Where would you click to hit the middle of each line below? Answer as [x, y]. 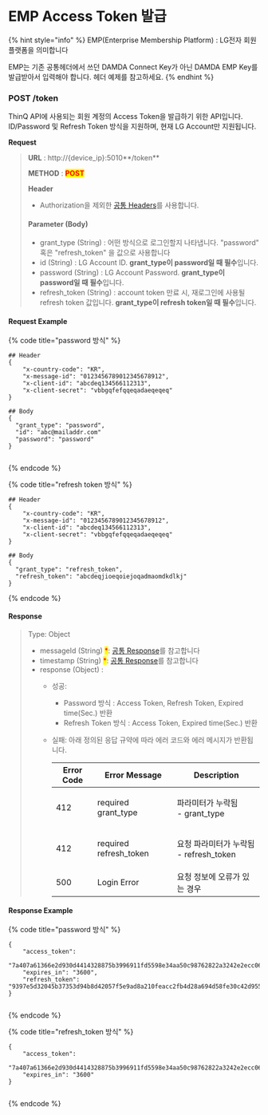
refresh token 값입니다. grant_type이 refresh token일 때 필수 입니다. [148, 302]
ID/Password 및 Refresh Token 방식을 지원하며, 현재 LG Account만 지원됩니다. [132, 127]
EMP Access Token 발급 [88, 16]
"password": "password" [55, 439]
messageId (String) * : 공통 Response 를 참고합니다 [120, 650]
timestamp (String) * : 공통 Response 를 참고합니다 [119, 660]
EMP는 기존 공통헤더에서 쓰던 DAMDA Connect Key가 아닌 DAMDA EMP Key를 [133, 67]
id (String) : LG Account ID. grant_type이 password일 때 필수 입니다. [149, 263]
